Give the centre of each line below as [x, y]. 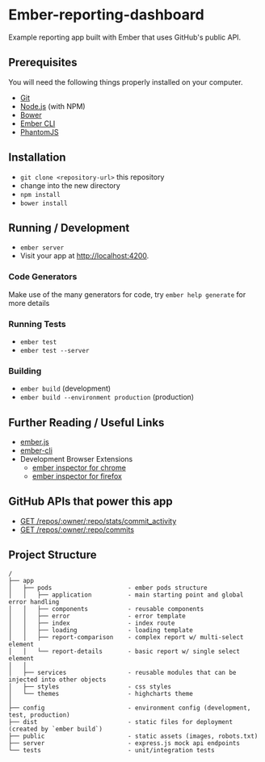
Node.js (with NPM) [53, 106]
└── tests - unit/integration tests [112, 750]
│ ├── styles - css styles [90, 687]
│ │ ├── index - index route [92, 623]
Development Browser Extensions [76, 459]
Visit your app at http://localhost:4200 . [84, 256]
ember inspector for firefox [77, 476]
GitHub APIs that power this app [91, 502]
